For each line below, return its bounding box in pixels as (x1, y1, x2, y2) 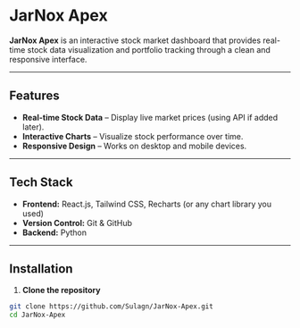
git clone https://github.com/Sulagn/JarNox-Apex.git (9, 302, 214, 311)
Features (9, 88, 60, 104)
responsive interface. (9, 54, 87, 64)
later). (21, 122, 45, 132)
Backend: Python (21, 227, 87, 238)
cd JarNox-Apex (9, 310, 66, 320)
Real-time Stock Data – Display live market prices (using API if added (21, 112, 279, 122)
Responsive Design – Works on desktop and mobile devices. (21, 140, 247, 151)
